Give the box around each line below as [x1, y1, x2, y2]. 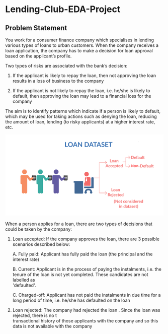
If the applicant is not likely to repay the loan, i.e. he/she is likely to [12, 88, 150, 94]
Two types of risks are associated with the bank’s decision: [5, 63, 128, 69]
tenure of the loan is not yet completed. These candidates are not [12, 271, 148, 278]
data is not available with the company [12, 323, 93, 329]
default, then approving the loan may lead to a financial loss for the [12, 93, 151, 99]
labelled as [12, 277, 35, 283]
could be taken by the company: [5, 226, 72, 232]
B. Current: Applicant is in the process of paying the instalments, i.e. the [12, 266, 162, 272]
